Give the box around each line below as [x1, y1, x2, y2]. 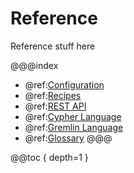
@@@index [10, 59, 59, 71]
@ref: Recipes [24, 89, 82, 101]
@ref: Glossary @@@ [24, 132, 113, 144]
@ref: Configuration [24, 78, 105, 91]
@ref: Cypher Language [24, 110, 122, 122]
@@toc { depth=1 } [10, 151, 89, 163]
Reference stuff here [10, 40, 96, 52]
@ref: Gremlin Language [24, 121, 124, 133]
